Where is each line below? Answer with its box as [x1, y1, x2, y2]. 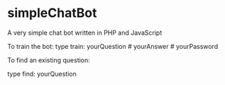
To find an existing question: [7, 55, 90, 64]
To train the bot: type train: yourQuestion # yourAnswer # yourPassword [7, 42, 219, 50]
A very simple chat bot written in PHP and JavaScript [7, 28, 163, 37]
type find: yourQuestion [7, 69, 77, 78]
